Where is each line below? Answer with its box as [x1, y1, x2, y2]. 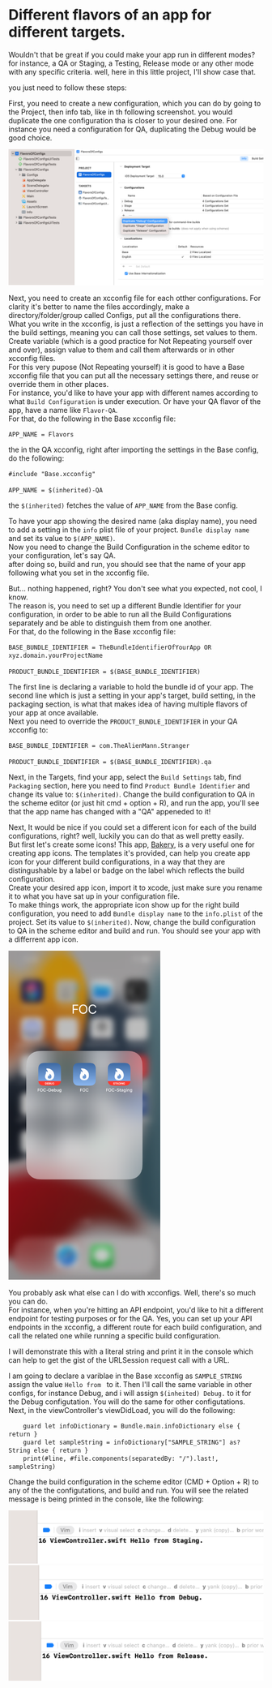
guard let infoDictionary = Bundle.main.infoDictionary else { [23, 1422, 241, 1431]
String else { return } [8, 1446, 89, 1455]
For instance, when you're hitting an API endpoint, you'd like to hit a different [8, 1305, 264, 1315]
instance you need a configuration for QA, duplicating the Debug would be [8, 124, 257, 134]
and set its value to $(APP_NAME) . [8, 533, 116, 543]
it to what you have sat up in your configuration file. [8, 891, 181, 901]
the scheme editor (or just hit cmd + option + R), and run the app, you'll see [8, 797, 260, 808]
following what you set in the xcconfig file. [8, 568, 150, 578]
